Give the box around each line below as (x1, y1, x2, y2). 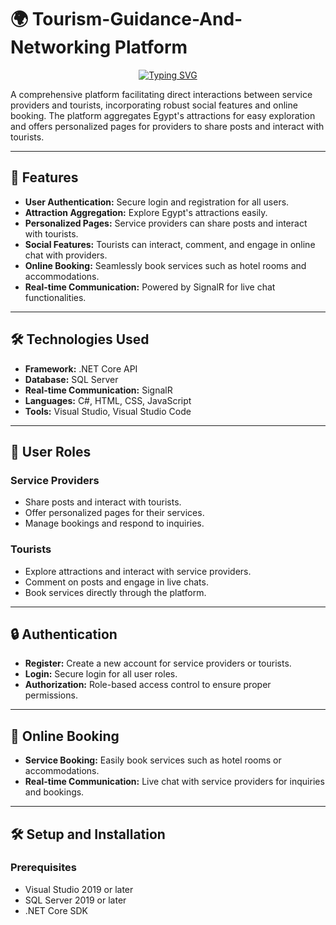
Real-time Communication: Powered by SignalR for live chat (24, 281, 276, 293)
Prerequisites (10, 861, 77, 875)
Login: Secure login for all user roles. (24, 668, 178, 680)
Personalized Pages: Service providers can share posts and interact (24, 217, 308, 229)
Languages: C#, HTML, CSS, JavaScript (24, 394, 192, 406)
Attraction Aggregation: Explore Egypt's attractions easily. (24, 206, 268, 218)
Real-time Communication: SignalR (24, 384, 173, 396)
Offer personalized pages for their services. (24, 507, 205, 519)
